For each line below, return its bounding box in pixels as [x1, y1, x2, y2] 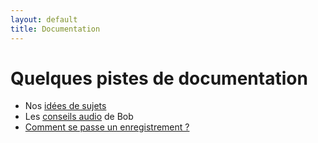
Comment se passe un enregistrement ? [24, 121, 190, 133]
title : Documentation [10, 24, 101, 34]
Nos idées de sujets [24, 100, 107, 112]
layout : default [10, 14, 78, 25]
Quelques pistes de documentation [10, 67, 308, 90]
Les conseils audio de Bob [24, 111, 134, 123]
